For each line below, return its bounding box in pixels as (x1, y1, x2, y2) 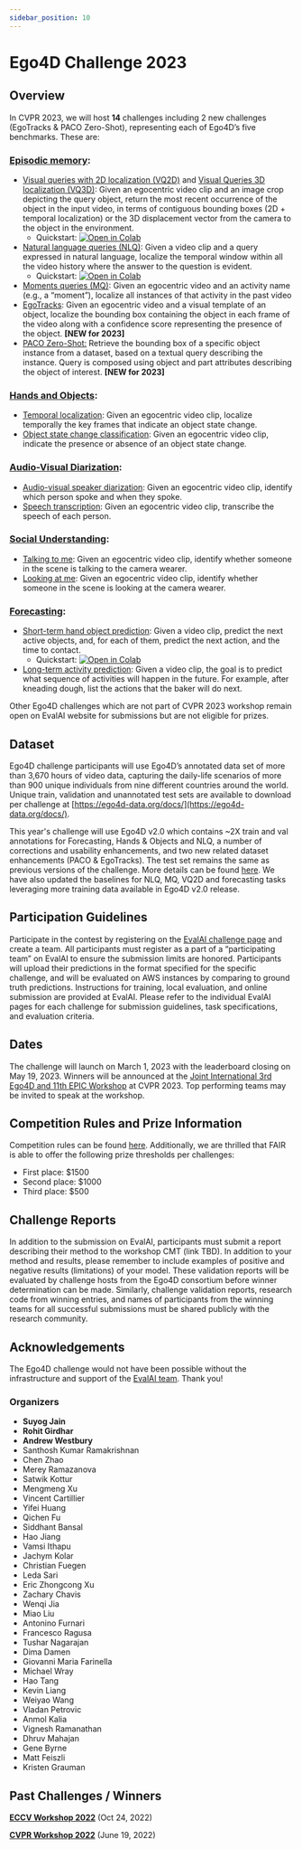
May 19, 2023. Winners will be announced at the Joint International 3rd (9, 1071, 272, 1081)
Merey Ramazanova (22, 1464, 96, 1475)
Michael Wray (22, 1665, 74, 1677)
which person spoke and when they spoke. (22, 491, 183, 502)
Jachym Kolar (22, 1551, 74, 1561)
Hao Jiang (22, 1532, 61, 1542)
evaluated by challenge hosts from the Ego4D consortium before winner (9, 1275, 278, 1286)
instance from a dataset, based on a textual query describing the (22, 347, 263, 358)
